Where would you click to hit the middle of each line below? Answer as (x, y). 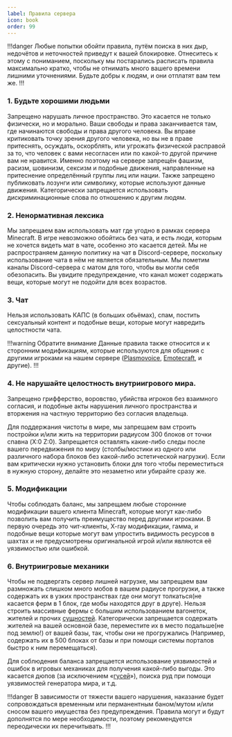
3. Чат (18, 300)
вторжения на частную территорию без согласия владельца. (98, 413)
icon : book (23, 20)
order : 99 (21, 26)
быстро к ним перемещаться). (53, 648)
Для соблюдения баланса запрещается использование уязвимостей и (112, 661)
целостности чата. (35, 330)
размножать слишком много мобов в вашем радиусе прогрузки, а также (116, 589)
